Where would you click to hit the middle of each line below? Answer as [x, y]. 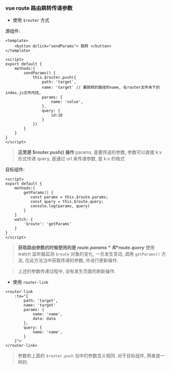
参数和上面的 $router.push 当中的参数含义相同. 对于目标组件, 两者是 [89, 356]
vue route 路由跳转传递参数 [39, 8]
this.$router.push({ [54, 78]
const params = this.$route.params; [69, 197]
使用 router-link [30, 282]
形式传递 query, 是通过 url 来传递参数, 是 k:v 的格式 [71, 159]
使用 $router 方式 [31, 20]
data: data [44, 319]
